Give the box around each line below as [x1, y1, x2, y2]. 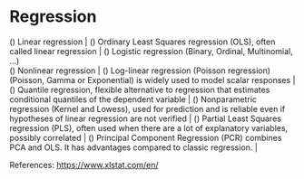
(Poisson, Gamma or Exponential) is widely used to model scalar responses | [9, 74, 297, 85]
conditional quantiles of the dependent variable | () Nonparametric [9, 93, 257, 105]
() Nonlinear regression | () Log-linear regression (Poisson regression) [9, 65, 270, 76]
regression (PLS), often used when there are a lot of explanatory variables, [9, 122, 289, 133]
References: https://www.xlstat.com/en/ [9, 159, 159, 170]
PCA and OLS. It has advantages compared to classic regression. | [9, 142, 259, 153]
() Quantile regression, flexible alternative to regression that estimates [9, 84, 270, 95]
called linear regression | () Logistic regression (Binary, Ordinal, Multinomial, [9, 45, 293, 56]
